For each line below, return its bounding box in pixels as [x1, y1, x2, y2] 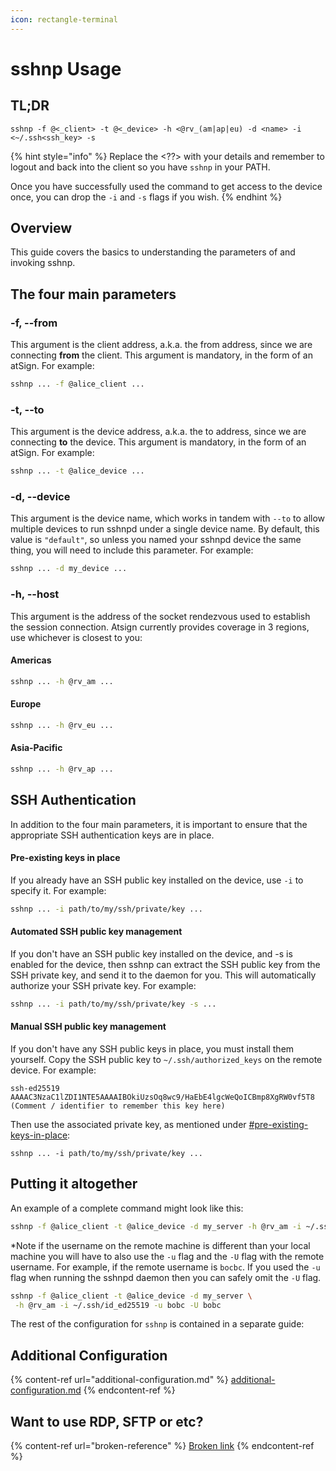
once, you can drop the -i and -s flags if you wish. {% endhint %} [10, 191, 283, 203]
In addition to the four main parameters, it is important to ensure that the [10, 818, 308, 830]
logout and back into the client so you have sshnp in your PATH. [10, 161, 271, 173]
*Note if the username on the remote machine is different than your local [10, 1239, 311, 1251]
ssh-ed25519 [10, 1084, 60, 1094]
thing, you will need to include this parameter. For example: [10, 544, 254, 556]
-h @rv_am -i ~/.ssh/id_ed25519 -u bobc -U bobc [14, 1300, 222, 1310]
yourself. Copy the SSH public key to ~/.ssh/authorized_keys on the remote [10, 1054, 323, 1066]
